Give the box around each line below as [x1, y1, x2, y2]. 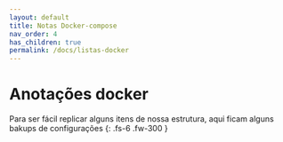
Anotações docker [9, 84, 149, 105]
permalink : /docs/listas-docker [9, 46, 129, 55]
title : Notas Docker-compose [9, 21, 117, 30]
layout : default [9, 12, 69, 22]
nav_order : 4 [9, 29, 58, 38]
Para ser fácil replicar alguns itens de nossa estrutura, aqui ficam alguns [9, 114, 274, 124]
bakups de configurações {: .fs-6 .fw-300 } [9, 123, 168, 134]
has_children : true [9, 37, 82, 47]
